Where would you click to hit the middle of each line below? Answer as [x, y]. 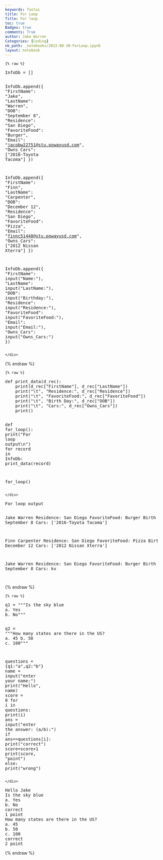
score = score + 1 [22, 749]
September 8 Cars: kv [31, 569]
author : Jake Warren [26, 37]
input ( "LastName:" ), [30, 288]
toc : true [15, 23]
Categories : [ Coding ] [27, 41]
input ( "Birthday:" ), [30, 298]
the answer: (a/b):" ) [31, 729]
